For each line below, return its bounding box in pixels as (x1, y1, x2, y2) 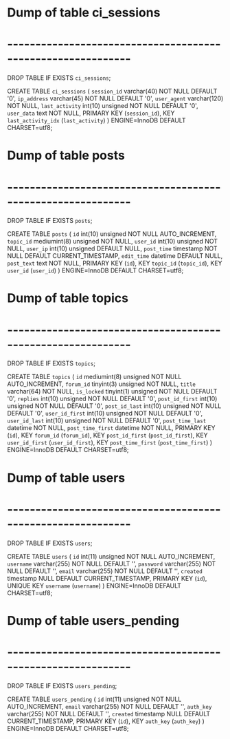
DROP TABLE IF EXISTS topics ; (7, 359, 96, 367)
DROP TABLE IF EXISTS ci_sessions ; (7, 74, 111, 82)
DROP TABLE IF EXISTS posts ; (7, 217, 93, 225)
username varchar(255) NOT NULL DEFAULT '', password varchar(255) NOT (7, 559, 216, 568)
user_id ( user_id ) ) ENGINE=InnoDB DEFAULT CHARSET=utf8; (7, 266, 184, 275)
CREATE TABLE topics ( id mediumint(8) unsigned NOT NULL (7, 373, 182, 381)
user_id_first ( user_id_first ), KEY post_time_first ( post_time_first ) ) (7, 438, 213, 447)
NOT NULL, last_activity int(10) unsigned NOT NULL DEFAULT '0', (7, 102, 198, 110)
